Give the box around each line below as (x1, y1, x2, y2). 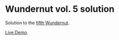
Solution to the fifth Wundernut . (5, 20, 70, 26)
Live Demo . (5, 29, 28, 35)
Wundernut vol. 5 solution (5, 3, 115, 15)
